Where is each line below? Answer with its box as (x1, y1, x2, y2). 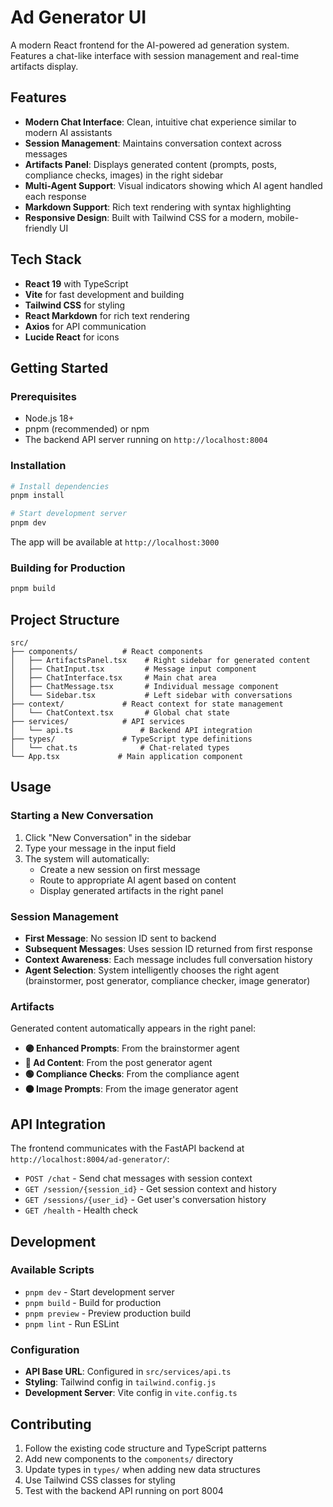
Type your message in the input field (24, 842, 177, 854)
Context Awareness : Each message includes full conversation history (24, 954, 313, 966)
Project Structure (10, 611, 120, 628)
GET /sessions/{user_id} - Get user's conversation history (24, 1194, 267, 1206)
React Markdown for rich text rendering (24, 309, 190, 321)
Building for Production (10, 561, 126, 575)
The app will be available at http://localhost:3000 (10, 536, 220, 548)
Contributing (10, 1416, 92, 1433)
